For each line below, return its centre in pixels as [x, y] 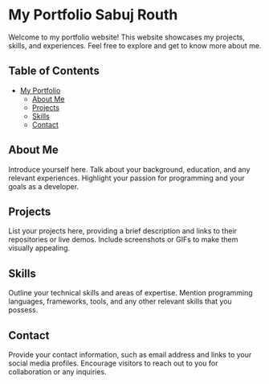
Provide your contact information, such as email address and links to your [130, 355]
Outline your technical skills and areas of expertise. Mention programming [130, 293]
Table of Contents [54, 71]
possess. [23, 310]
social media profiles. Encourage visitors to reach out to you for [113, 363]
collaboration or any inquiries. [57, 372]
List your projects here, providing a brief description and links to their [123, 231]
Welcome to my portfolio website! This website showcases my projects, [126, 37]
